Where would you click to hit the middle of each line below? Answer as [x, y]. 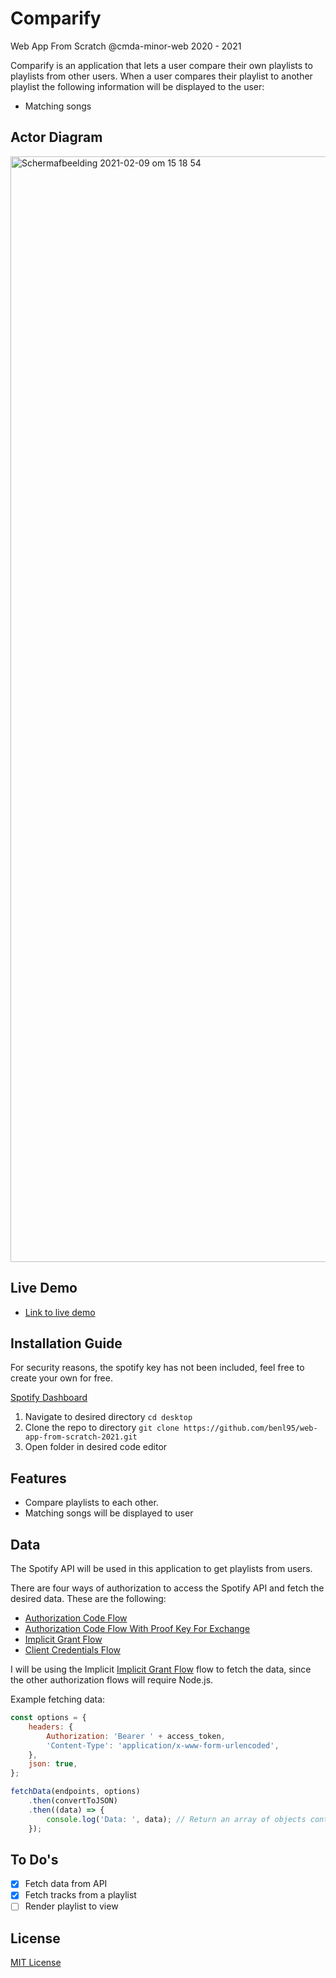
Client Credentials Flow [72, 1650]
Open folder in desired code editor [96, 1447]
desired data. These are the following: [88, 1598]
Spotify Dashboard [49, 1398]
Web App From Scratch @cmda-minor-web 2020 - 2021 [126, 46]
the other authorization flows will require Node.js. [112, 1680]
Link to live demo [60, 1312]
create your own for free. [61, 1378]
